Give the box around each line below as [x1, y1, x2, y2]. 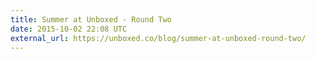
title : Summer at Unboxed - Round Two [10, 14, 172, 25]
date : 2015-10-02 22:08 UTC [10, 24, 128, 34]
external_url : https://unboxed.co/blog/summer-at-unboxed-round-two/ [10, 33, 307, 43]
